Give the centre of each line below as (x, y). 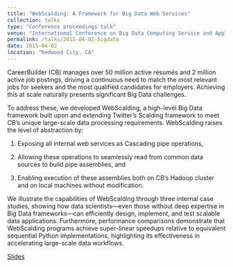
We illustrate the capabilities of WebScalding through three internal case (110, 198)
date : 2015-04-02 (32, 46)
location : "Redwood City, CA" (51, 53)
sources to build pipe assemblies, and (71, 164)
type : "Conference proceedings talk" (62, 26)
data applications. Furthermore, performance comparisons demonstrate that (116, 220)
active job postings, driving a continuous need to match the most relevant (112, 79)
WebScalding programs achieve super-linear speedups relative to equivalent (116, 228)
